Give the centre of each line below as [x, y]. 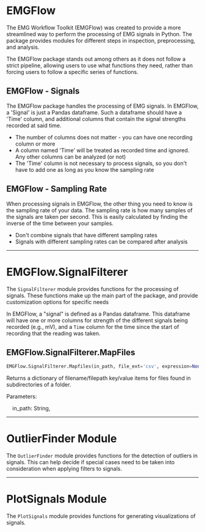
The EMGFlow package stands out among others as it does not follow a [96, 59]
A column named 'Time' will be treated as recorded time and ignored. [102, 150]
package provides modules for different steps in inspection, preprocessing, [101, 40]
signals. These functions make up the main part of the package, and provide [102, 295]
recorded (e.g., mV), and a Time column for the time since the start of [93, 327]
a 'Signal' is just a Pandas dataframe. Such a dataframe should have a [94, 112]
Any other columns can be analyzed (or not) [70, 157]
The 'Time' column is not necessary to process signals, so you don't [101, 163]
